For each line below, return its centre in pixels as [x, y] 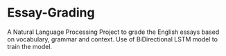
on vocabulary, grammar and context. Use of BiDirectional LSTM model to [113, 39]
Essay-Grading [51, 13]
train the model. [30, 46]
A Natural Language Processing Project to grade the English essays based [113, 32]
